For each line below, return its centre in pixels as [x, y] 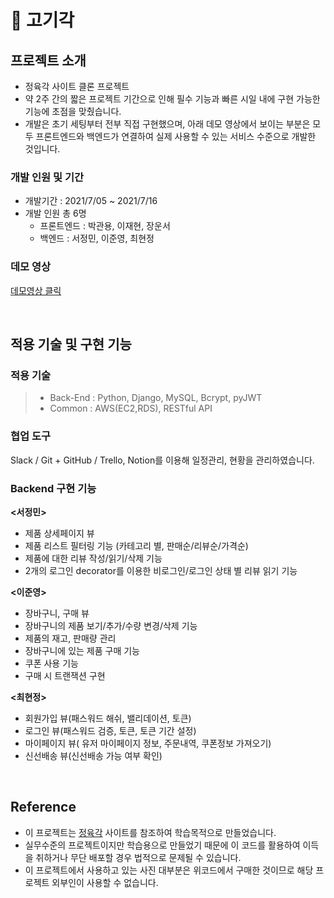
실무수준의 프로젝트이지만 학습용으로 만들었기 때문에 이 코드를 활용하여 [162, 845]
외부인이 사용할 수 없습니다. [105, 882]
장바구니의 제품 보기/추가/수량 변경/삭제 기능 [111, 625]
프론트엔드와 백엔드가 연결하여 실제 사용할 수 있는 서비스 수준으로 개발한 [176, 136]
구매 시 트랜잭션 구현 [65, 675]
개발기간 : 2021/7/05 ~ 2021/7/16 [91, 201]
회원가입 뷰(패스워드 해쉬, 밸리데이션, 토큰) [108, 718]
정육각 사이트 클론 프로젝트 [77, 86]
